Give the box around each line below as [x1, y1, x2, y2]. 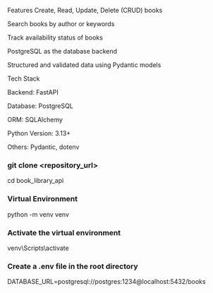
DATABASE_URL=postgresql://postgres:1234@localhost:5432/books [7, 277, 206, 286]
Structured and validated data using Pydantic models [7, 61, 162, 69]
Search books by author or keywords [7, 20, 115, 28]
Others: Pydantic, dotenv [7, 143, 80, 151]
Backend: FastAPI [7, 88, 59, 96]
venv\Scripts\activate [7, 244, 69, 252]
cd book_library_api [7, 177, 64, 185]
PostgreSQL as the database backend [7, 47, 118, 55]
